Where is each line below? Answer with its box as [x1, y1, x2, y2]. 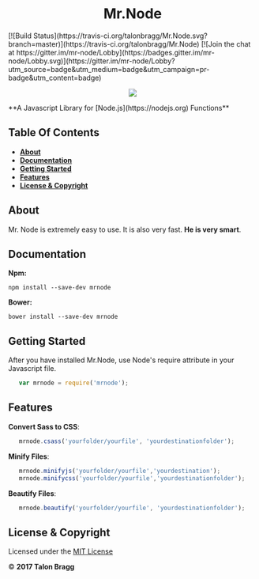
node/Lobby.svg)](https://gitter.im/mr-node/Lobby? [8, 56, 175, 66]
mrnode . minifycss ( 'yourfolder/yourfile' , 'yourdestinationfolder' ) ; [18, 474, 246, 482]
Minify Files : [8, 452, 50, 461]
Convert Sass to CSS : [8, 422, 81, 431]
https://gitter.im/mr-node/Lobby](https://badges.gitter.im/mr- [16, 47, 215, 57]
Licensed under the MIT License [8, 547, 113, 556]
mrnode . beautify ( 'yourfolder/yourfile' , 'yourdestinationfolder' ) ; [18, 504, 246, 512]
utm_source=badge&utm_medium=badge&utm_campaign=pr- [8, 64, 210, 74]
